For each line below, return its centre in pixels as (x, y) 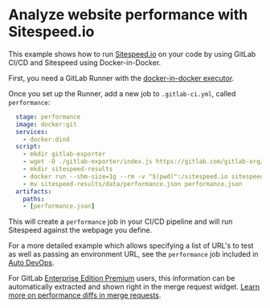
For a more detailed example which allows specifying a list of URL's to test (131, 245)
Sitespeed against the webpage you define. (80, 230)
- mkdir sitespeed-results (68, 169)
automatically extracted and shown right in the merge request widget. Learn (134, 287)
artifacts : (34, 191)
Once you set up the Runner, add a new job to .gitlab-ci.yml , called (122, 93)
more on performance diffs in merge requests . (85, 295)
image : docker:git (47, 124)
